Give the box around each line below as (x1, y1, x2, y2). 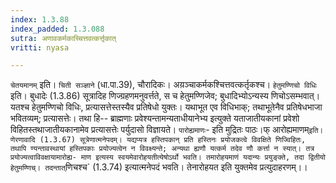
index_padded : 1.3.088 (10, 24, 105, 34)
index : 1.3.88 (10, 14, 70, 25)
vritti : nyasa (10, 42, 70, 53)
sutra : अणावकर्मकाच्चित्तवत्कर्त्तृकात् (10, 33, 117, 43)
